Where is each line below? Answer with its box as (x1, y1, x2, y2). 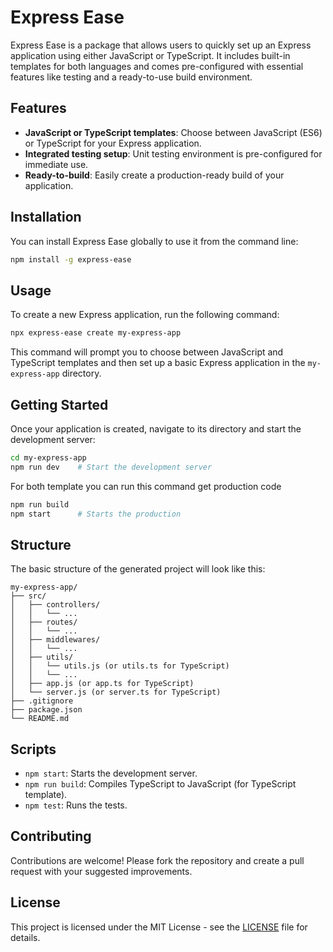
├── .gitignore (10, 696, 74, 706)
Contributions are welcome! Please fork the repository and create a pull (10, 854, 305, 866)
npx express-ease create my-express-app (10, 328, 182, 338)
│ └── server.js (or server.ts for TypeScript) (10, 687, 222, 698)
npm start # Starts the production (10, 509, 182, 519)
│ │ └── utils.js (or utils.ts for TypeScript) (10, 661, 230, 671)
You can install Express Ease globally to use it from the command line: (10, 235, 299, 247)
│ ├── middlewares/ (10, 635, 101, 645)
